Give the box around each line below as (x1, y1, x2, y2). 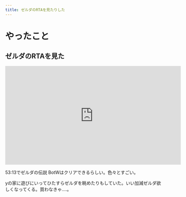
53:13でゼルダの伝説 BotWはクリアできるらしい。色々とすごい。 (5, 169, 139, 175)
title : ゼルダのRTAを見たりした (5, 7, 65, 13)
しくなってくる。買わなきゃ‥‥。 (5, 186, 72, 192)
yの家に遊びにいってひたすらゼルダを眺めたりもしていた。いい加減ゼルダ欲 (5, 180, 161, 186)
